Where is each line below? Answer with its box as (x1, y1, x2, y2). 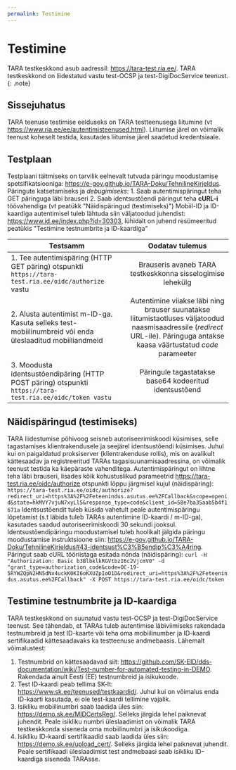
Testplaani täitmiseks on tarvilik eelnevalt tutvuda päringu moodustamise (7, 172, 218, 180)
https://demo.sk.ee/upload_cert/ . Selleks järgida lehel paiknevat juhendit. (17, 740, 229, 748)
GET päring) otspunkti (11, 262, 84, 272)
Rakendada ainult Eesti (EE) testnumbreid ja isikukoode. (17, 672, 179, 681)
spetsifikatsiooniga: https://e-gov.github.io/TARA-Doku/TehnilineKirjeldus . (7, 179, 221, 188)
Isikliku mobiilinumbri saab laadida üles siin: (17, 702, 144, 711)
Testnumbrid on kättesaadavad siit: (17, 657, 119, 666)
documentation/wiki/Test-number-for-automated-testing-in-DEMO (17, 664, 211, 673)
